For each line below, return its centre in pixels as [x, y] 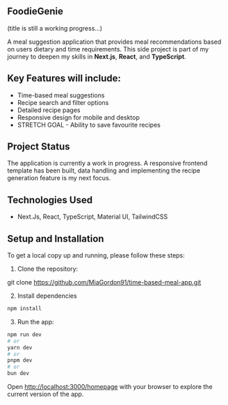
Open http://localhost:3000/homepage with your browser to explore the [110, 387]
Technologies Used [50, 200]
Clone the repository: [48, 269]
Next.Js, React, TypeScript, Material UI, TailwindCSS [92, 217]
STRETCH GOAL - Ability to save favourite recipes [89, 125]
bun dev [18, 374]
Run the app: [35, 321]
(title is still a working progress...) [55, 28]
